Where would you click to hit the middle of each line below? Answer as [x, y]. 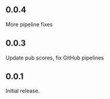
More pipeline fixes [29, 24]
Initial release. [23, 91]
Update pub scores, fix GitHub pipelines [55, 58]
